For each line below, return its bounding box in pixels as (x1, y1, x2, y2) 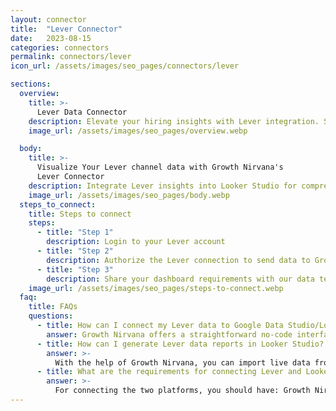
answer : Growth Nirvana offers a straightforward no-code (46, 329, 293, 340)
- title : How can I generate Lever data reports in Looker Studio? (36, 339, 325, 349)
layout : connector (10, 14, 87, 25)
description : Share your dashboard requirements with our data (46, 274, 315, 284)
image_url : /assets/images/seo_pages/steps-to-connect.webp (28, 283, 284, 293)
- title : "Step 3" (36, 264, 114, 275)
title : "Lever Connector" (10, 24, 123, 34)
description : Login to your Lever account (46, 237, 226, 247)
